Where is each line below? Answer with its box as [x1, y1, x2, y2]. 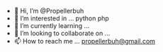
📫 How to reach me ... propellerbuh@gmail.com [13, 37, 156, 45]
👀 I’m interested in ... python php [13, 14, 110, 22]
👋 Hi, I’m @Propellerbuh [13, 7, 84, 15]
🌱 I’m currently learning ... [13, 22, 90, 30]
